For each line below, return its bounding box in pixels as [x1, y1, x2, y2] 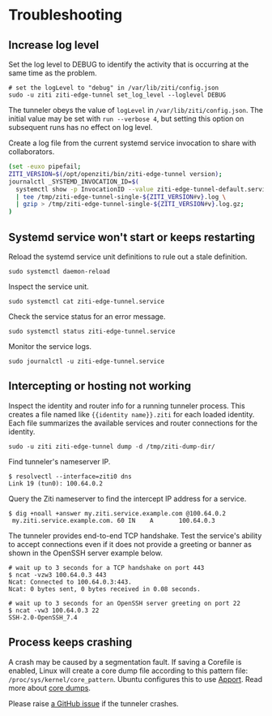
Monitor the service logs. [8, 341, 91, 351]
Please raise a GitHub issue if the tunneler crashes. [8, 698, 180, 708]
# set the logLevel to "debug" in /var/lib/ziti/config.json [8, 84, 219, 92]
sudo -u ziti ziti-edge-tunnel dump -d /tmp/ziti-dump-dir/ [8, 442, 216, 451]
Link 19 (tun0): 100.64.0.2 [8, 479, 104, 488]
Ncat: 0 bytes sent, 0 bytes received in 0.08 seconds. [8, 584, 201, 593]
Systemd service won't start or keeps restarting [8, 230, 256, 244]
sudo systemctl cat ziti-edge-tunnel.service [8, 297, 164, 305]
